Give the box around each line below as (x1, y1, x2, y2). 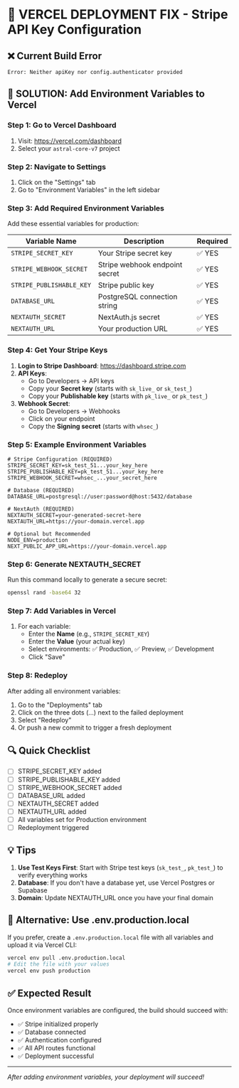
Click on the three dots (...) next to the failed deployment (17, 708, 184, 717)
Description (123, 236, 165, 246)
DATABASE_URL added (17, 791, 85, 799)
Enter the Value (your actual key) (28, 637, 126, 646)
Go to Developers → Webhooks (28, 407, 121, 415)
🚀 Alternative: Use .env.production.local (7, 914, 190, 927)
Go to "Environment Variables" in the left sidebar (17, 185, 160, 194)
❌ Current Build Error (7, 50, 102, 62)
